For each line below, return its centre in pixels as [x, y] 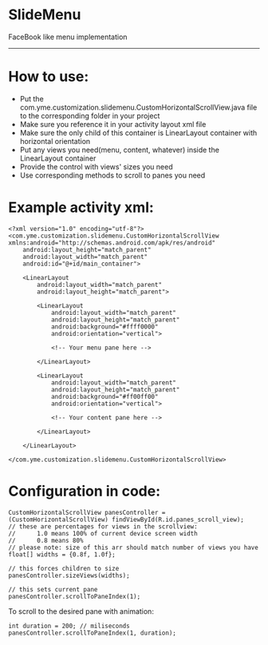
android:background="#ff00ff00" [104, 396]
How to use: [49, 77]
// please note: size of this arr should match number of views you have [134, 547]
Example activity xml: [81, 207]
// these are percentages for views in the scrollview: [103, 526]
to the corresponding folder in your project [90, 115]
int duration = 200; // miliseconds [69, 626]
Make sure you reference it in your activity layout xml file [113, 124]
